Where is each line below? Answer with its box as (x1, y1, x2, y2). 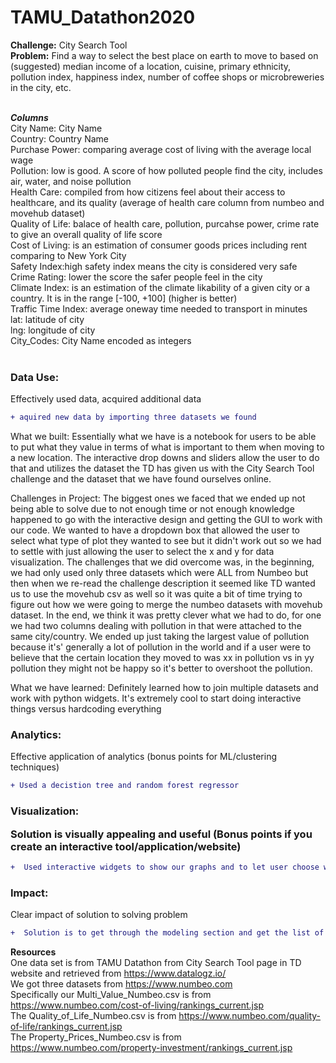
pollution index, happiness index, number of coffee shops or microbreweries (10, 71, 325, 83)
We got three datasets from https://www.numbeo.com (10, 978, 233, 990)
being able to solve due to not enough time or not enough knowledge (10, 503, 295, 515)
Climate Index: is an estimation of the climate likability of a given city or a (10, 281, 311, 293)
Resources (10, 946, 57, 958)
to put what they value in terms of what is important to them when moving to (10, 441, 325, 453)
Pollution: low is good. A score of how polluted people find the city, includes (10, 164, 323, 176)
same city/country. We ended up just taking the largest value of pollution (10, 631, 310, 643)
